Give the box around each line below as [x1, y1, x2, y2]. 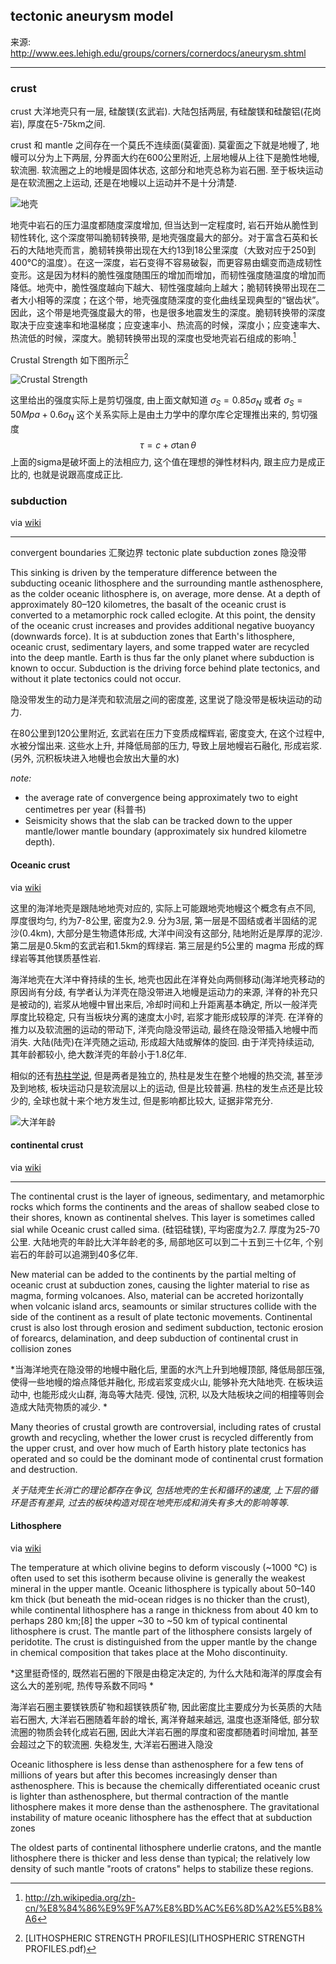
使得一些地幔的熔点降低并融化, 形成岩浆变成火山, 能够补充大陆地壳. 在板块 [10, 1375, 315, 1388]
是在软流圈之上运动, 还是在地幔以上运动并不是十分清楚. [10, 177, 238, 189]
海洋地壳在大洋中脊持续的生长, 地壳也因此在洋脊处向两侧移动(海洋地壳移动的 [10, 973, 326, 985]
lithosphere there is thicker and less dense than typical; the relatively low [10, 1852, 311, 1864]
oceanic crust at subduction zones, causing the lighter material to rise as [10, 1279, 310, 1291]
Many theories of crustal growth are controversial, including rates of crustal [10, 1420, 322, 1433]
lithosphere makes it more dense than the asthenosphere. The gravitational [10, 1800, 320, 1813]
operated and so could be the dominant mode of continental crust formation [10, 1452, 324, 1464]
